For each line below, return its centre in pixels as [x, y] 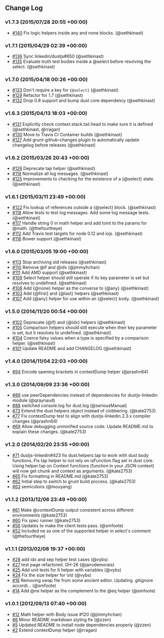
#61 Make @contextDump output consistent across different [73, 510]
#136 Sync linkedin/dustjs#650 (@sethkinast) [58, 56]
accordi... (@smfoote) [34, 586]
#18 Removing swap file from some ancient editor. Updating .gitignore [82, 580]
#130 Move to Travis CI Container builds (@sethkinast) [67, 134]
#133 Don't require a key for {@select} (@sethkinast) [65, 90]
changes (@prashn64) [35, 421]
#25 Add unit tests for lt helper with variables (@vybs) [67, 570]
